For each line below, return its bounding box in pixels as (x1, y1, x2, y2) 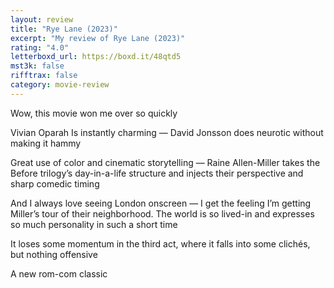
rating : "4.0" (10, 42, 70, 53)
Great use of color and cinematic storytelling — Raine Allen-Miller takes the (10, 156, 321, 168)
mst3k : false (10, 61, 65, 71)
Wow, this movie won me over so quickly (10, 107, 178, 119)
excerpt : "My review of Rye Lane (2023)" (10, 33, 186, 43)
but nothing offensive (10, 248, 98, 260)
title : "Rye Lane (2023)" (10, 24, 118, 34)
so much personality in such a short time (10, 218, 178, 230)
